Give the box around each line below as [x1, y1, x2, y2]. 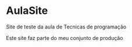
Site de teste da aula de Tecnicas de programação [6, 23, 127, 30]
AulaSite [6, 4, 48, 17]
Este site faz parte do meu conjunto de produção [6, 34, 123, 41]
